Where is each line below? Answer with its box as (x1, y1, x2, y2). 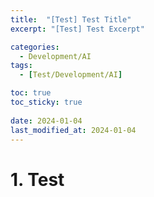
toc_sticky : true (10, 97, 83, 107)
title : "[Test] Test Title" (10, 14, 132, 25)
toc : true (10, 88, 52, 98)
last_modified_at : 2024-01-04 (10, 125, 137, 135)
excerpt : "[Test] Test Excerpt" (10, 24, 145, 34)
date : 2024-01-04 (10, 116, 83, 126)
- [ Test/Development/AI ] (19, 70, 123, 80)
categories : (10, 42, 60, 52)
